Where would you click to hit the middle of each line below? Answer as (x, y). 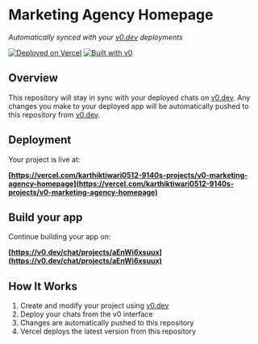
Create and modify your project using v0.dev (94, 306)
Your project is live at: (44, 160)
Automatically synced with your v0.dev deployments (96, 37)
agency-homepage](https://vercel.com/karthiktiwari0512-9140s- (121, 184)
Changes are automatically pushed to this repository (107, 323)
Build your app (46, 217)
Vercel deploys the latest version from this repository (108, 331)
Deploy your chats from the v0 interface (86, 314)
